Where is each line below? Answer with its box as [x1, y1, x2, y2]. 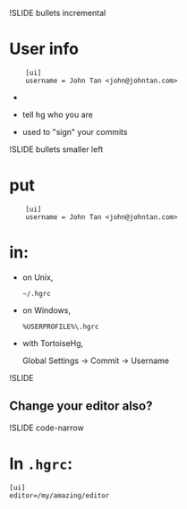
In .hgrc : [9, 454, 73, 473]
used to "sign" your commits [21, 126, 128, 137]
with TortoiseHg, [21, 337, 84, 348]
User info [9, 39, 79, 59]
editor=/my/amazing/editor [9, 491, 110, 500]
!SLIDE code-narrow [9, 422, 84, 433]
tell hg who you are [21, 109, 94, 120]
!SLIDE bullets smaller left [9, 143, 104, 155]
